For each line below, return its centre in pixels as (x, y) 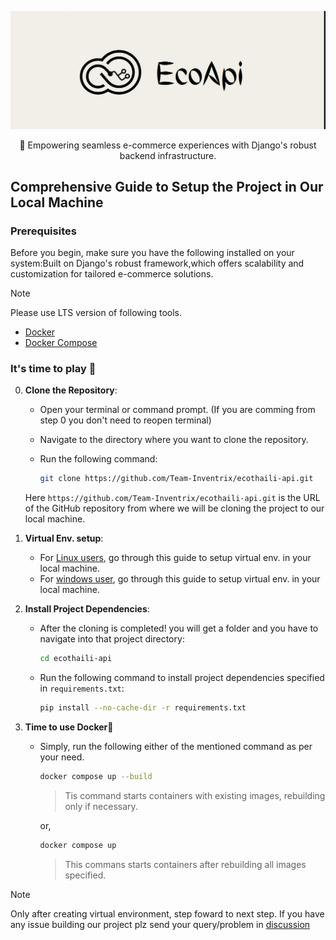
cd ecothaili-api (76, 659)
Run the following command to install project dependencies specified (182, 678)
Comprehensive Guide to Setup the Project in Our (167, 186)
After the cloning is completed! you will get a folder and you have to (179, 628)
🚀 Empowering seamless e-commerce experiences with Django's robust (168, 145)
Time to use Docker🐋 (69, 727)
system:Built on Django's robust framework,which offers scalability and (157, 263)
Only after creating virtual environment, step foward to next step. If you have (167, 913)
